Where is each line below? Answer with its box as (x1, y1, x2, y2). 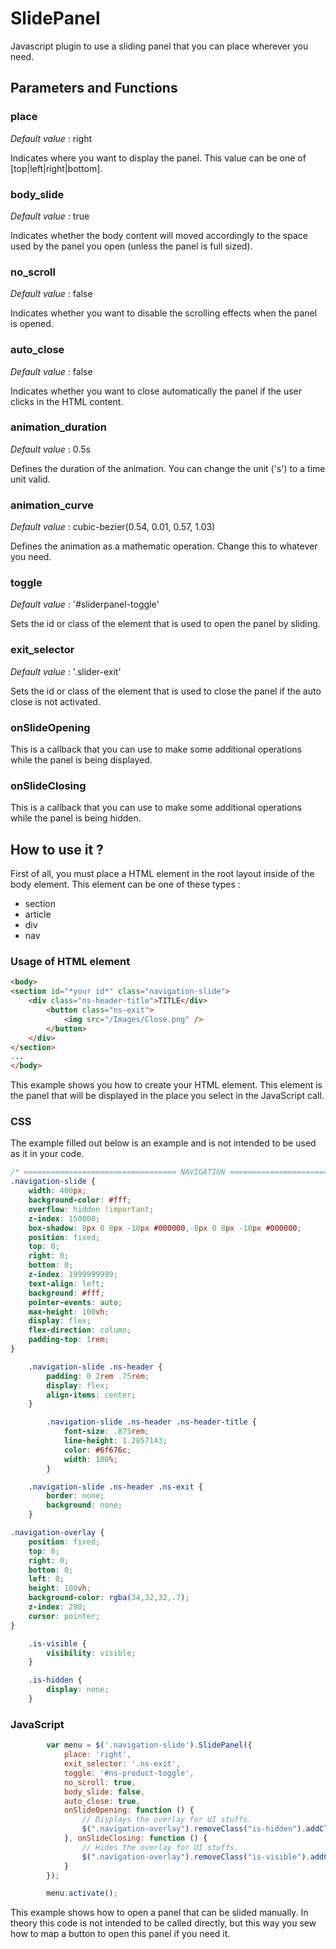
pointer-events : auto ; (28, 1297, 123, 1307)
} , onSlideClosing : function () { (63, 1833, 208, 1843)
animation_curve (10, 498, 94, 512)
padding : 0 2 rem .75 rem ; (46, 1371, 150, 1381)
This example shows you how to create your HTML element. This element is (10, 1079, 323, 1091)
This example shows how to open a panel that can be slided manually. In (10, 1907, 309, 1919)
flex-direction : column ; (28, 1325, 132, 1336)
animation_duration (10, 420, 108, 434)
